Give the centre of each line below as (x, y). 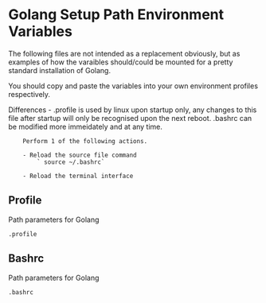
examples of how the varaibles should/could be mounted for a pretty (121, 62)
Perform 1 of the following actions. (85, 141)
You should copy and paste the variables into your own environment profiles (133, 86)
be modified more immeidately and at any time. (86, 126)
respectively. (29, 94)
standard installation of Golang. (60, 70)
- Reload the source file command (80, 155)
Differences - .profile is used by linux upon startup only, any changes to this (133, 110)
